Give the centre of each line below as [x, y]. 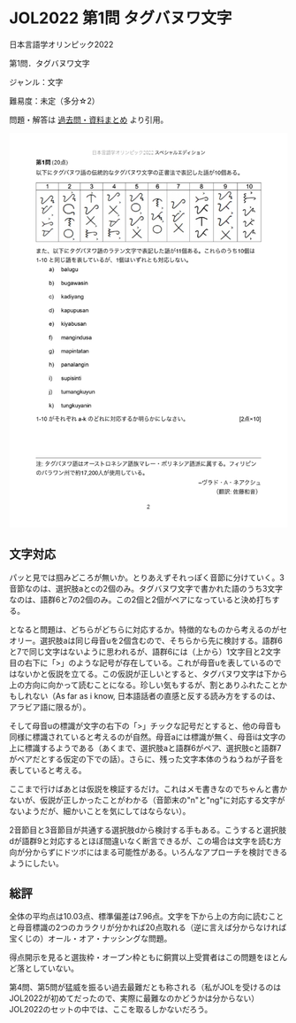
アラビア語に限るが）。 [50, 707]
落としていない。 [48, 969]
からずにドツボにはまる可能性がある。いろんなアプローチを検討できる [160, 852]
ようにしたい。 [36, 863]
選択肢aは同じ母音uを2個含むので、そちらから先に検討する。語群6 [161, 640]
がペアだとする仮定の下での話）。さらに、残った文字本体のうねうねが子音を [147, 759]
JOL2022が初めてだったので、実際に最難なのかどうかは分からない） [134, 998]
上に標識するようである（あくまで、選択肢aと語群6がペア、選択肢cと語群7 [145, 748]
